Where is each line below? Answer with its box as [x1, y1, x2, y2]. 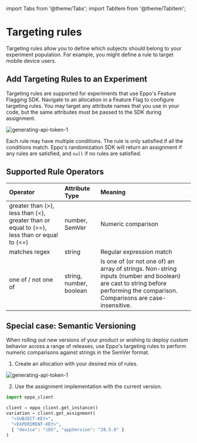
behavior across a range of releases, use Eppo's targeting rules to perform [6, 343, 186, 350]
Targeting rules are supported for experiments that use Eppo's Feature [6, 90, 176, 97]
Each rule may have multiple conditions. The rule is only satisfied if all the [6, 137, 184, 144]
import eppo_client [6, 394, 54, 400]
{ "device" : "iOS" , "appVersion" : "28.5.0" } [11, 427, 125, 432]
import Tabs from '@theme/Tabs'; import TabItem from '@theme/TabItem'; [6, 5, 186, 12]
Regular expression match [100, 247, 172, 255]
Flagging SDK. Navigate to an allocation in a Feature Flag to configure [6, 96, 174, 103]
